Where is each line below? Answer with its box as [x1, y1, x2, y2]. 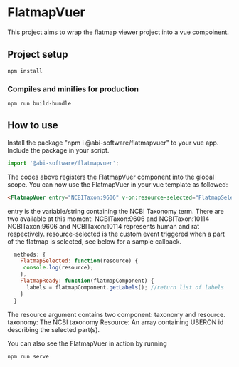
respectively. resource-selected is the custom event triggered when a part [7, 229, 225, 238]
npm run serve [7, 353, 50, 360]
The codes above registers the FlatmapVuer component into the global [7, 172, 215, 181]
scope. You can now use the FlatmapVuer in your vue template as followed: [7, 180, 228, 189]
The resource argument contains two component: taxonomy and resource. [7, 310, 226, 319]
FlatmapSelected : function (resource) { [20, 257, 139, 264]
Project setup [7, 48, 69, 61]
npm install [7, 67, 43, 75]
